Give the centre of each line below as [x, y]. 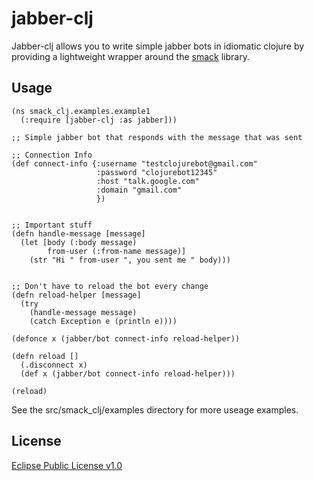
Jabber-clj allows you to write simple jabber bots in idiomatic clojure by [158, 46]
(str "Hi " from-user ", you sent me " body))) [130, 260]
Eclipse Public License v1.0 [67, 465]
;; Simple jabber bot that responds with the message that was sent [157, 137]
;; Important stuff [52, 225]
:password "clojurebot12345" [157, 172]
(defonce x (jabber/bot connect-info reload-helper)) [126, 338]
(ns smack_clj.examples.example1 [81, 111]
